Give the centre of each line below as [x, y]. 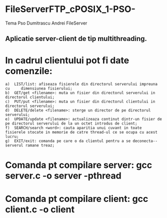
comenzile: [29, 71]
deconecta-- [145, 141]
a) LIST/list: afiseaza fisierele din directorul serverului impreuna [81, 84]
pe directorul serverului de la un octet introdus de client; [71, 123]
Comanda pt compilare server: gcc [79, 165]
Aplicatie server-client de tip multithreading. [76, 39]
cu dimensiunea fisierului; [39, 88]
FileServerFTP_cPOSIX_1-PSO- [70, 9]
